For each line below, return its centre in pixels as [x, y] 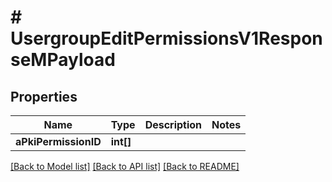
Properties [44, 96]
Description [173, 124]
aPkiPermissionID [58, 141]
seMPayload [63, 60]
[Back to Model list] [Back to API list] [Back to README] [125, 166]
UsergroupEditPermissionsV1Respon [166, 38]
